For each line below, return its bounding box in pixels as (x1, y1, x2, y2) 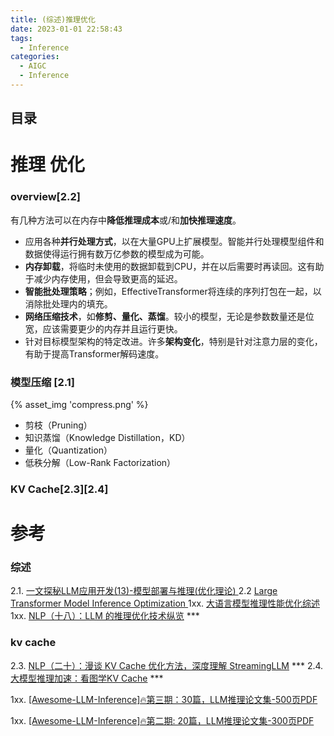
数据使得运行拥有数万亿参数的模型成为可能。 (24, 247, 210, 260)
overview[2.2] (10, 190, 81, 204)
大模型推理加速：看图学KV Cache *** (10, 672, 164, 684)
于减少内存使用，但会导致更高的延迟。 (24, 272, 183, 285)
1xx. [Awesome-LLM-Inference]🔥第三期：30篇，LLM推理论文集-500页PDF (10, 693, 318, 705)
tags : (10, 33, 33, 43)
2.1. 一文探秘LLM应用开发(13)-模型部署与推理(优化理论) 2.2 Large (10, 585, 278, 597)
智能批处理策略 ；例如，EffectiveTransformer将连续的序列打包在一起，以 (24, 285, 322, 297)
